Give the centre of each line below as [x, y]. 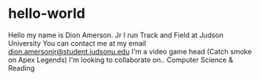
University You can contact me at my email [77, 43]
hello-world [47, 14]
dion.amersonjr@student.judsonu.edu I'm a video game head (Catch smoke [130, 51]
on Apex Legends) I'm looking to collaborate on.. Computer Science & [121, 60]
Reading [22, 68]
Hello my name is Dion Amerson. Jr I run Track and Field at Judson [116, 35]
